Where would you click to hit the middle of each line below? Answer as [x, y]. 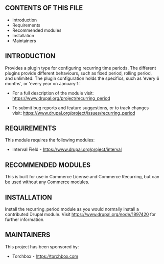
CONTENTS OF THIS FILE [44, 8]
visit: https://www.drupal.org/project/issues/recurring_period [74, 113]
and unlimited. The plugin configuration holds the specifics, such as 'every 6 [82, 78]
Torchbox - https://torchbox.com [45, 256]
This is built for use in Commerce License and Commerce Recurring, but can [82, 177]
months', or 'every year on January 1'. [43, 83]
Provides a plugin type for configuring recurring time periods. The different [81, 68]
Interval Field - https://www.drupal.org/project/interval [67, 149]
